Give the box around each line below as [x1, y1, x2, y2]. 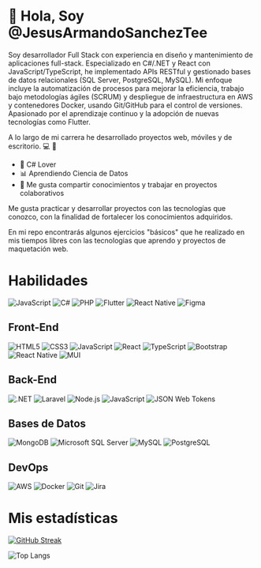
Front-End [8, 321, 59, 334]
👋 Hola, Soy [8, 7, 84, 25]
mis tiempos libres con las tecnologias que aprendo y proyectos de [8, 235, 226, 245]
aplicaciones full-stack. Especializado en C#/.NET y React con [8, 58, 211, 68]
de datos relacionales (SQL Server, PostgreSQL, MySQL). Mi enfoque [8, 75, 233, 85]
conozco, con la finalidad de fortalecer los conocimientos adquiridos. [8, 212, 233, 221]
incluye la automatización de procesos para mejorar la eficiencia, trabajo [8, 83, 244, 93]
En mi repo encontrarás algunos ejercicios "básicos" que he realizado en [8, 227, 245, 236]
